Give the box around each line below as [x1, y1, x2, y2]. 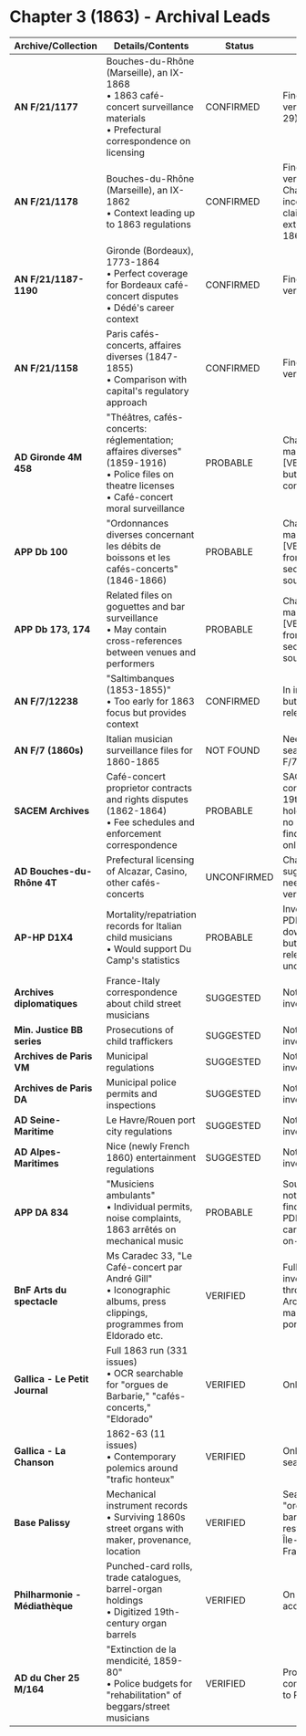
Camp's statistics [106, 954, 180, 967]
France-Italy [106, 974, 161, 987]
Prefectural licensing [106, 853, 195, 866]
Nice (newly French [106, 1139, 189, 1152]
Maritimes [14, 1156, 59, 1169]
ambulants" [106, 1188, 156, 1201]
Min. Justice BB [14, 1023, 84, 1036]
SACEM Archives [14, 804, 89, 817]
